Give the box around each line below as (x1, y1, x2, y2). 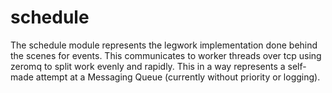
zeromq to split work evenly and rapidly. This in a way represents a (10, 60, 286, 72)
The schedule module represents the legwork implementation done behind (10, 39, 318, 51)
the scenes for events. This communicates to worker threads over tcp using (10, 49, 322, 61)
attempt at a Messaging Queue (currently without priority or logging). (35, 71, 321, 83)
